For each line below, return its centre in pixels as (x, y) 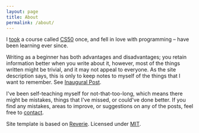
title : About (22, 17)
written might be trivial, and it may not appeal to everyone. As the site (91, 70)
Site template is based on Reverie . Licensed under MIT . (74, 124)
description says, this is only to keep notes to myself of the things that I (93, 76)
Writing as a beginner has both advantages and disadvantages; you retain (97, 57)
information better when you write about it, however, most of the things (93, 63)
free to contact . (25, 112)
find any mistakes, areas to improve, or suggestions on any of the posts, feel (100, 106)
